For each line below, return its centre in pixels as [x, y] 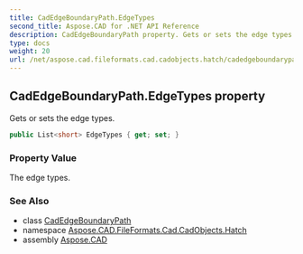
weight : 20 [30, 52]
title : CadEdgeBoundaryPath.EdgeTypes [82, 18]
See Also [29, 201]
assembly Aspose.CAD [65, 240]
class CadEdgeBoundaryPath [77, 221]
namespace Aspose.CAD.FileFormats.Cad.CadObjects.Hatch [135, 230]
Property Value [43, 157]
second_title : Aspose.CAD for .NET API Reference [105, 26]
